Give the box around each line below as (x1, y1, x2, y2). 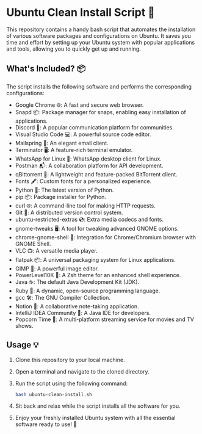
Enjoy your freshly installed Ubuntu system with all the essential (15, 414, 176, 422)
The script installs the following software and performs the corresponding (6, 82, 192, 90)
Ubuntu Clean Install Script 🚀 (6, 5, 156, 20)
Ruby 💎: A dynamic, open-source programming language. (15, 287, 161, 294)
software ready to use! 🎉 (15, 421, 78, 428)
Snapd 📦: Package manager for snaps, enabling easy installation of (15, 108, 186, 115)
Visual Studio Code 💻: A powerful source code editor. (15, 131, 151, 138)
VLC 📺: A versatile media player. (15, 247, 98, 254)
